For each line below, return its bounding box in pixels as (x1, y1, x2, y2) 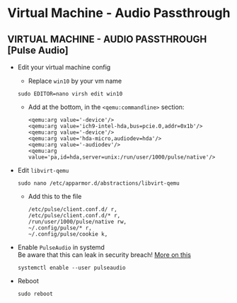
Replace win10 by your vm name (28, 76, 122, 85)
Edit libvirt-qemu (17, 166, 69, 174)
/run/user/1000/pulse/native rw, (28, 218, 127, 225)
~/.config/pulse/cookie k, (28, 231, 108, 238)
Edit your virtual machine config (17, 63, 111, 72)
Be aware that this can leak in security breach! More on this (17, 251, 191, 259)
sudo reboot (17, 290, 53, 297)
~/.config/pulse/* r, (28, 224, 92, 231)
